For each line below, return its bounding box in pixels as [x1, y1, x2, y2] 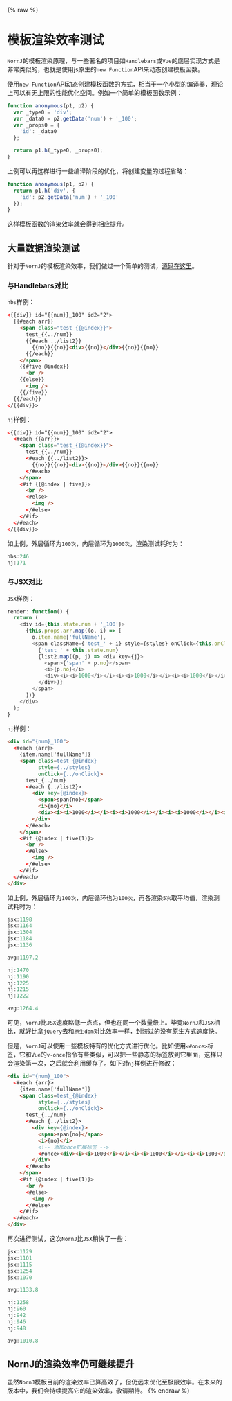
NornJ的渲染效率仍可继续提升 [7, 1358, 135, 1370]
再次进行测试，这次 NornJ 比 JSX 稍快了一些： [7, 1235, 129, 1243]
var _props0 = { [13, 121, 60, 129]
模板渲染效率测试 [7, 33, 105, 48]
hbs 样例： [7, 298, 35, 306]
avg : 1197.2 [7, 954, 39, 961]
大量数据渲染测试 [7, 242, 80, 254]
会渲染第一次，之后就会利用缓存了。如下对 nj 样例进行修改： [7, 1059, 177, 1068]
